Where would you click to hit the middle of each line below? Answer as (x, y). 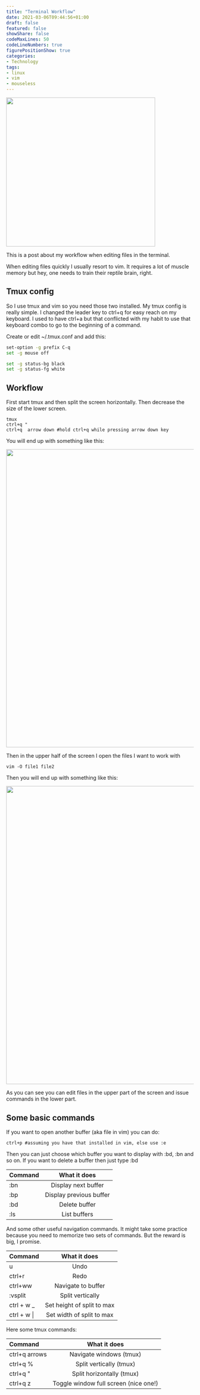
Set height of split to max (80, 1305)
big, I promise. (24, 1241)
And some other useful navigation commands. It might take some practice (97, 1229)
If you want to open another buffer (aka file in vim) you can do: (83, 1132)
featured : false (26, 28)
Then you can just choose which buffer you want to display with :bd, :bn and (100, 1154)
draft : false (22, 23)
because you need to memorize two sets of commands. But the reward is (96, 1235)
